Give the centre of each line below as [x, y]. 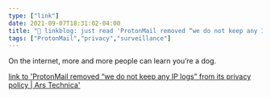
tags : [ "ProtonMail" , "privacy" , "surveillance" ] [90, 38]
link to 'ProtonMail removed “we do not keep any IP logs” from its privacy [130, 76]
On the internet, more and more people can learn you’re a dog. [112, 61]
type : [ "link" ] [34, 16]
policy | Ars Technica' [44, 85]
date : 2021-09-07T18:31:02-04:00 [65, 23]
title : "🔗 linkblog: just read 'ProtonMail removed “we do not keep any [133, 31]
